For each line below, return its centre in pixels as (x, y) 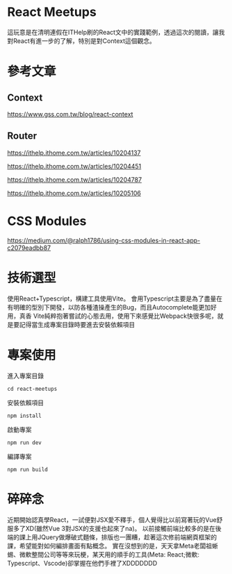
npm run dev (24, 442)
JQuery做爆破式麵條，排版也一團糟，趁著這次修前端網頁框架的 (127, 537)
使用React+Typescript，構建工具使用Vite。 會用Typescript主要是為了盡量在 (115, 298)
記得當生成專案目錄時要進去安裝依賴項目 (77, 324)
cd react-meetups (32, 389)
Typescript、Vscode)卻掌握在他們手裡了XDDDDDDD (82, 563)
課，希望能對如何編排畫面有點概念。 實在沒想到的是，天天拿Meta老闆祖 (110, 546)
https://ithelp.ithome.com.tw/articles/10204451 (74, 166)
